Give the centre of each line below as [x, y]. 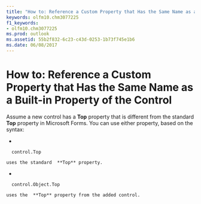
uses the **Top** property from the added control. [73, 195]
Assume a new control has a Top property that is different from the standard [100, 117]
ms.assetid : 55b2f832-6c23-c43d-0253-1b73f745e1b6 [71, 39]
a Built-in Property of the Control [89, 100]
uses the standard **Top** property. [54, 162]
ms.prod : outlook [28, 34]
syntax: [15, 129]
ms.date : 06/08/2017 [32, 45]
